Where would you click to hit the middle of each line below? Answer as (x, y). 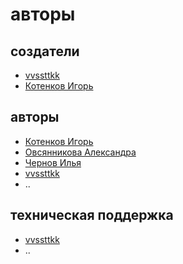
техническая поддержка (92, 215)
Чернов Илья (53, 162)
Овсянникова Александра (80, 152)
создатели (45, 51)
